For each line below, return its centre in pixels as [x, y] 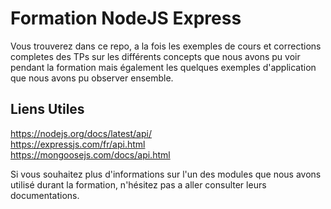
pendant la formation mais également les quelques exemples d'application [163, 67]
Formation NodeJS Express [126, 18]
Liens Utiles [47, 109]
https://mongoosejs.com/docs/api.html [90, 154]
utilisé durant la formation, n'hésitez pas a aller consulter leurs [138, 184]
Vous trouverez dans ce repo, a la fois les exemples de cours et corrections [166, 46]
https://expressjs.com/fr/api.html [78, 144]
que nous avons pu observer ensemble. [92, 78]
